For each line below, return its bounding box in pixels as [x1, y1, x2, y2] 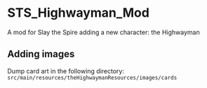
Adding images [7, 48, 75, 60]
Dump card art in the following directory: [7, 66, 125, 75]
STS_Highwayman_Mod [7, 5, 149, 21]
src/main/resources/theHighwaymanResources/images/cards [7, 74, 178, 81]
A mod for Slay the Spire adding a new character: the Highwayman [7, 28, 200, 36]
